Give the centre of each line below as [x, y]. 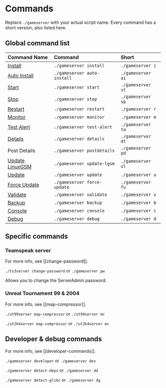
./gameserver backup [78, 202]
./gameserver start [77, 87]
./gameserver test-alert [83, 127]
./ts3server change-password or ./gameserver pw [55, 271]
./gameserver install [79, 65]
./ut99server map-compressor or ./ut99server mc [55, 314]
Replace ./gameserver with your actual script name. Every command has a [81, 22]
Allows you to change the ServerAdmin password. [56, 280]
